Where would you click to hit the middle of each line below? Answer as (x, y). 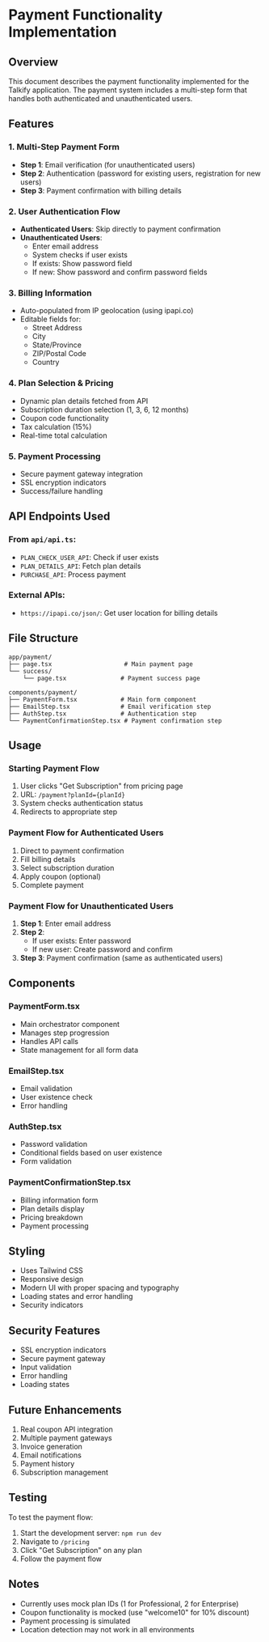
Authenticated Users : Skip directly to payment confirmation (120, 229)
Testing (28, 1498)
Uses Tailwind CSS (51, 1271)
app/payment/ (30, 657)
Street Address (57, 328)
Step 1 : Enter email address (65, 923)
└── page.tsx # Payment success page (111, 678)
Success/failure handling (61, 490)
